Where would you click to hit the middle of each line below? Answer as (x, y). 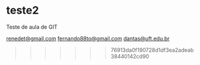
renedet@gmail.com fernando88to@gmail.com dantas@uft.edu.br (88, 38)
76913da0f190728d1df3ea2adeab (152, 50)
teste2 (23, 10)
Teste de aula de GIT (32, 27)
